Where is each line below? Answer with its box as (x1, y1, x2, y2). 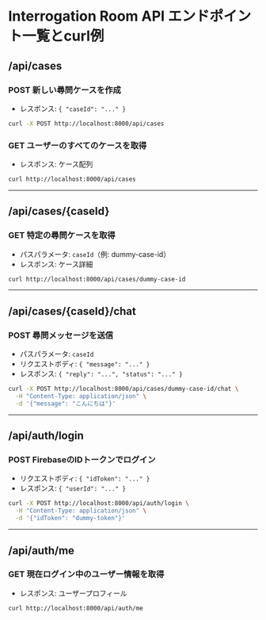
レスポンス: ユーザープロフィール (19, 588, 128, 598)
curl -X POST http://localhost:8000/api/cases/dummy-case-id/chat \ (8, 385, 239, 393)
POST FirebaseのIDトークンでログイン (8, 454, 156, 465)
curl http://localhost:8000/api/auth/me (8, 604, 144, 612)
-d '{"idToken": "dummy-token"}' (15, 515, 126, 522)
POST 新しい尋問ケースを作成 (8, 84, 121, 95)
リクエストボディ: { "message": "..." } (19, 359, 150, 369)
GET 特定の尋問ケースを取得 (8, 230, 116, 241)
